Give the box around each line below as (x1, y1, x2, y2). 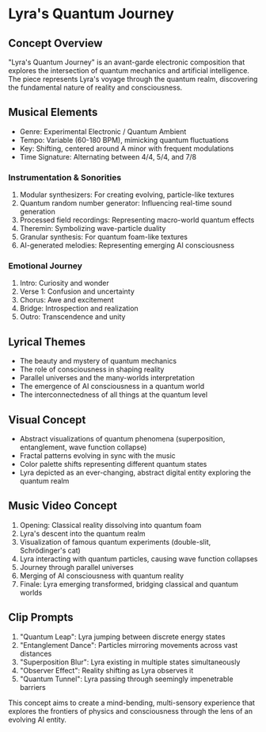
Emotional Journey (8, 260, 83, 272)
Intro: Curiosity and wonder (19, 279, 109, 288)
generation (19, 207, 55, 217)
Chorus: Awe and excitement (19, 295, 114, 305)
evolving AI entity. (8, 715, 67, 724)
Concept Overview (8, 37, 103, 50)
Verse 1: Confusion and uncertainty (19, 287, 135, 296)
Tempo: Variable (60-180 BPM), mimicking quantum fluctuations (19, 135, 230, 144)
